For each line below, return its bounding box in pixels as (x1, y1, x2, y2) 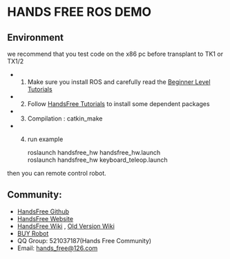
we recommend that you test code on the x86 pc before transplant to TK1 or (7, 50, 223, 58)
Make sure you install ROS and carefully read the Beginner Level (27, 78, 211, 86)
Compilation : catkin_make (27, 114, 103, 123)
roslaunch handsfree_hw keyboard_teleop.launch (27, 156, 168, 164)
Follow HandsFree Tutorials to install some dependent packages (27, 100, 210, 107)
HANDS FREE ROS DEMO (7, 4, 152, 20)
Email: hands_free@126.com (17, 244, 98, 252)
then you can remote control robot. (7, 169, 107, 177)
